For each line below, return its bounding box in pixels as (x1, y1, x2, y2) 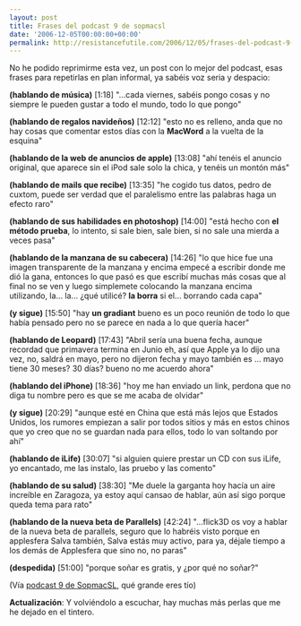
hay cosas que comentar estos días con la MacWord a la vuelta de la (9, 126, 264, 137)
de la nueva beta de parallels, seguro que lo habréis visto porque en (9, 526, 261, 537)
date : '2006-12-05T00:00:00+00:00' (9, 30, 142, 39)
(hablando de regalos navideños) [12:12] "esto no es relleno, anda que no (9, 116, 283, 127)
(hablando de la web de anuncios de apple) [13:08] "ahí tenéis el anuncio (9, 153, 282, 164)
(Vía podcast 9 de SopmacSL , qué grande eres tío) (9, 579, 197, 591)
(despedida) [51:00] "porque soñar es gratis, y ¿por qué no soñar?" (9, 562, 259, 573)
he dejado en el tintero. (9, 606, 95, 618)
